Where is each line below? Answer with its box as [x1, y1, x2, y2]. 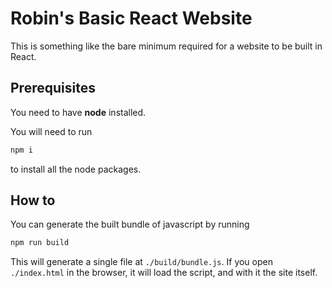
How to [10, 192, 56, 209]
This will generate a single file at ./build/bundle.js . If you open [10, 256, 273, 268]
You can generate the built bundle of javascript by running [10, 218, 250, 231]
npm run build [10, 238, 70, 248]
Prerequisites [10, 80, 96, 97]
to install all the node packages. [10, 163, 142, 175]
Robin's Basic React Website [10, 7, 253, 30]
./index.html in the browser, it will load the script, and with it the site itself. [10, 267, 318, 279]
